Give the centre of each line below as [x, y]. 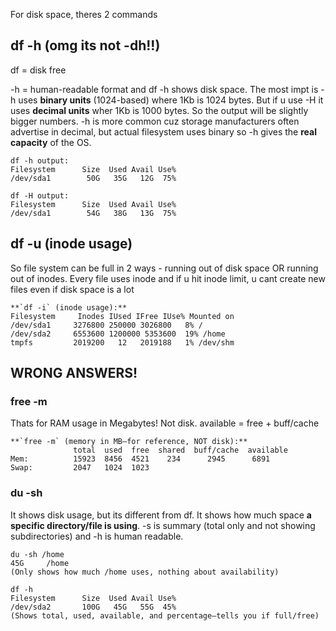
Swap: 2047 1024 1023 [80, 468]
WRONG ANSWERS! [74, 373]
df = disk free [38, 70]
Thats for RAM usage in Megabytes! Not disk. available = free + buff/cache [165, 423]
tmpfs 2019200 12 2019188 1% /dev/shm [122, 342]
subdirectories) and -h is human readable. [97, 536]
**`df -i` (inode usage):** [69, 307]
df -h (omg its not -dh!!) [85, 45]
